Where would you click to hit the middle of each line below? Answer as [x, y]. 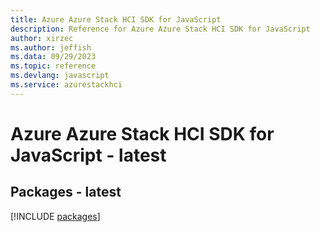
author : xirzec [42, 38]
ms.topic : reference [53, 66]
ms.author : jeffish [51, 47]
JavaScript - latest [88, 155]
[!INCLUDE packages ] [55, 216]
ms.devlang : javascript [60, 76]
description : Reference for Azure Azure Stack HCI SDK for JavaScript [160, 29]
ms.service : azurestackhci [66, 85]
